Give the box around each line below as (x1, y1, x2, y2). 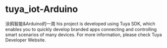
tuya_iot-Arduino (5, 3, 78, 15)
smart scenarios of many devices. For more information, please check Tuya (5, 31, 162, 37)
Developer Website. (5, 36, 46, 43)
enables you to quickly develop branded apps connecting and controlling (5, 26, 157, 32)
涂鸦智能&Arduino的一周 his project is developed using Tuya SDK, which (5, 20, 155, 26)
